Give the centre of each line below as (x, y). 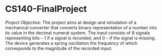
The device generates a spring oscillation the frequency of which (71, 43)
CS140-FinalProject (46, 9)
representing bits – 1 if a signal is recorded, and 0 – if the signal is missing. (81, 38)
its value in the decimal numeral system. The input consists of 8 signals (78, 33)
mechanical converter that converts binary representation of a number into (81, 27)
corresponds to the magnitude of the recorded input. (59, 48)
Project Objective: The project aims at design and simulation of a (71, 22)
